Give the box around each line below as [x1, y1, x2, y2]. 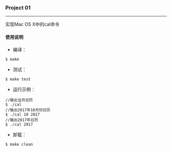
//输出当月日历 [5, 97, 33, 103]
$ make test [5, 77, 31, 82]
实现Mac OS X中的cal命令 [5, 21, 60, 27]
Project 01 [5, 4, 31, 11]
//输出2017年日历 [5, 117, 38, 122]
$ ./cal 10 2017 [5, 112, 40, 117]
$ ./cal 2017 [5, 122, 33, 127]
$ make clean [5, 142, 33, 147]
